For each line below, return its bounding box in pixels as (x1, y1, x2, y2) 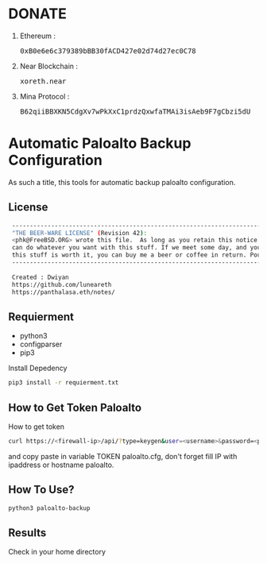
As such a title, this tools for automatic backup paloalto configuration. (8, 177, 236, 187)
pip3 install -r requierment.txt (8, 379, 119, 387)
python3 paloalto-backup (8, 504, 91, 512)
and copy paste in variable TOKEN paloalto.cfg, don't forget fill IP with (8, 451, 238, 461)
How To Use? (8, 483, 75, 496)
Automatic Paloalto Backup (8, 134, 192, 153)
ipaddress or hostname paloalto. (8, 460, 114, 469)
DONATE (8, 5, 68, 23)
